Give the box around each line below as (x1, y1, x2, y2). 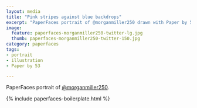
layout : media (6, 8, 41, 15)
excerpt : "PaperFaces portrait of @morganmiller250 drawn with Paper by (6, 19, 188, 25)
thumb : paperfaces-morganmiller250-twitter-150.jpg (11, 36, 141, 41)
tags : (6, 47, 19, 53)
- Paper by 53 (6, 62, 41, 69)
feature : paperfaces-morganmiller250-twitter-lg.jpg (11, 30, 143, 36)
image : (6, 25, 22, 31)
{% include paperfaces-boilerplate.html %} (6, 95, 110, 102)
